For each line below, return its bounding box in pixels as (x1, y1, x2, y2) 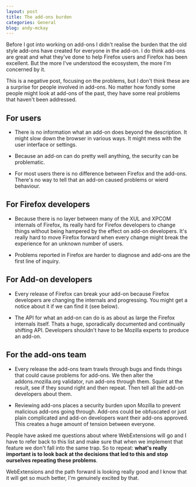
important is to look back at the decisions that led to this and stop (6, 450, 169, 458)
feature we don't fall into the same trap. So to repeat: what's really (6, 444, 167, 451)
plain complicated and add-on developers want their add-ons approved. (14, 414, 189, 421)
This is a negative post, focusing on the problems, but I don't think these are (6, 77, 190, 84)
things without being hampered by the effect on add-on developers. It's (14, 227, 187, 235)
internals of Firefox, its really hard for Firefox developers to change (14, 221, 176, 228)
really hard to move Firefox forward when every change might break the (14, 234, 188, 241)
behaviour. (14, 182, 40, 190)
